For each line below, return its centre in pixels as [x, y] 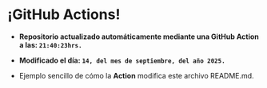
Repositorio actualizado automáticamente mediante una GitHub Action [139, 36]
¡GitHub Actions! [64, 15]
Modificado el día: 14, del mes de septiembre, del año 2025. [122, 60]
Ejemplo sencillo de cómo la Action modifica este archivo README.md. [136, 75]
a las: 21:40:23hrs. [50, 44]
